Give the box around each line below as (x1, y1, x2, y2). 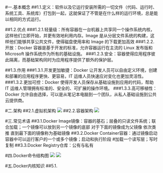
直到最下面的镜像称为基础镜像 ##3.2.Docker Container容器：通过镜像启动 (10, 130, 158, 136)
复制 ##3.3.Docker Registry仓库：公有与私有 (5, 142, 94, 148)
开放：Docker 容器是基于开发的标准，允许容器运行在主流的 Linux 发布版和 (5, 45, 153, 50)
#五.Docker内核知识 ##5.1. (5, 163, 58, 169)
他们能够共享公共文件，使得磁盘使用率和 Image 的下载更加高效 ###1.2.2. (9, 39, 154, 45)
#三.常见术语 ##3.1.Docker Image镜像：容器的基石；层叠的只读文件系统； (5, 118, 152, 124)
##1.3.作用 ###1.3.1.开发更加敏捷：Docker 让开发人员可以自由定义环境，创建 (5, 67, 158, 73)
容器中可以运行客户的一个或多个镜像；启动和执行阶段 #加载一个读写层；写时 (5, 136, 158, 142)
